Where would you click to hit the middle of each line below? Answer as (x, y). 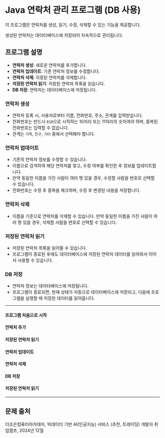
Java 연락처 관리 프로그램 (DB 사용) (73, 10)
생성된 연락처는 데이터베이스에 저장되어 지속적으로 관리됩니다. (64, 35)
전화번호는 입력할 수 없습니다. (41, 128)
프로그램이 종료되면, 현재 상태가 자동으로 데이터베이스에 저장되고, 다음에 (81, 292)
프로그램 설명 (24, 52)
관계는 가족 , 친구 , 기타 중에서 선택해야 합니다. (54, 134)
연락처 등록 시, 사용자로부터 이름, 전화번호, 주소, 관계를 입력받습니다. (78, 115)
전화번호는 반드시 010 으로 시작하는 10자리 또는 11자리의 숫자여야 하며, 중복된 (85, 122)
